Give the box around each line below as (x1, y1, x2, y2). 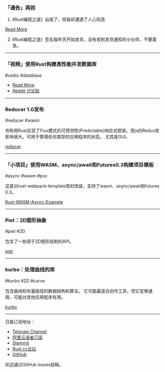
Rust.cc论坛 (12, 346, 37, 352)
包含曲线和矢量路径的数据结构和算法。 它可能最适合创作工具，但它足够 (5, 288, 148, 294)
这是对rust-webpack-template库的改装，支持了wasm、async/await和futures (5, 183, 160, 189)
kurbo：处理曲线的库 (5, 266, 55, 273)
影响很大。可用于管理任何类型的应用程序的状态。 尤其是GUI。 (5, 134, 130, 139)
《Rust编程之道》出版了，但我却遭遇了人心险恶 (12, 16, 106, 23)
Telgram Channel (12, 329, 47, 335)
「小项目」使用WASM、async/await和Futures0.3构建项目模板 (5, 161, 154, 168)
